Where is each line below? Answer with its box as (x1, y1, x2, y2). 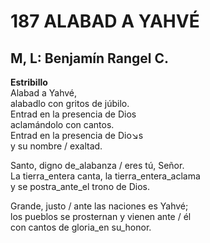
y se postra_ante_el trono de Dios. (10, 181, 150, 192)
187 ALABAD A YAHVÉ (10, 10, 200, 33)
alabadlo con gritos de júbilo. (10, 98, 130, 109)
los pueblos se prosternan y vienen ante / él (10, 211, 192, 222)
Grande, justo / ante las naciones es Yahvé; (10, 200, 189, 212)
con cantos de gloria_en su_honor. (10, 221, 152, 233)
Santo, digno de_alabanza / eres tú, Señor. (10, 160, 185, 171)
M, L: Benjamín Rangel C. (10, 50, 169, 67)
